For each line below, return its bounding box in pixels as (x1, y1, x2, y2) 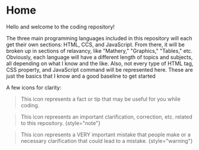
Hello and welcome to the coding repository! (6, 23, 115, 30)
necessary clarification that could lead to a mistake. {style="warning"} (20, 137, 193, 144)
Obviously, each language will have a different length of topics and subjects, (6, 53, 193, 60)
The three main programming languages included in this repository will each (6, 34, 192, 42)
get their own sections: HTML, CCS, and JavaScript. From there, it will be (6, 41, 185, 48)
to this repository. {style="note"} (20, 119, 101, 126)
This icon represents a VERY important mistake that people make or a (20, 131, 191, 138)
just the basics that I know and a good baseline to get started (6, 72, 156, 79)
